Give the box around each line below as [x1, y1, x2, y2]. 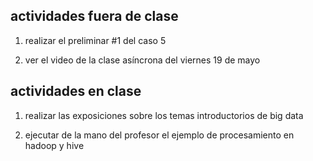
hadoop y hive [24, 139, 85, 151]
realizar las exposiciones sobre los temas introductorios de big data [24, 109, 304, 121]
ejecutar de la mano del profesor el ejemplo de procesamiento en [24, 129, 295, 141]
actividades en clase [10, 83, 142, 100]
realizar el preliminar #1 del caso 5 [24, 34, 167, 46]
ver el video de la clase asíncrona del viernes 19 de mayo [24, 54, 261, 66]
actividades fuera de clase [10, 8, 179, 25]
